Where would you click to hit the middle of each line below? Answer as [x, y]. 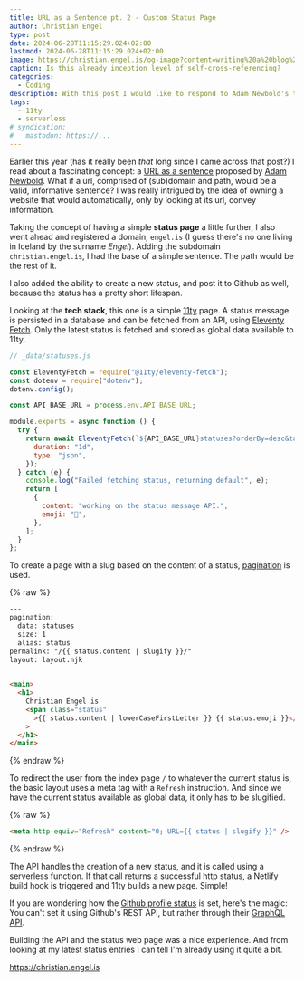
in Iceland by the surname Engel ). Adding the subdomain [115, 246]
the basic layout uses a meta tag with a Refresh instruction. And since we [146, 788]
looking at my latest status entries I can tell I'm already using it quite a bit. [146, 950]
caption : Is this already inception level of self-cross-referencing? [145, 69]
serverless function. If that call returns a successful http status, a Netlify [144, 876]
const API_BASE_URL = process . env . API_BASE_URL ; [103, 405]
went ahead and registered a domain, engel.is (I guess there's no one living [151, 236]
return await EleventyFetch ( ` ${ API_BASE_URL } [113, 438]
